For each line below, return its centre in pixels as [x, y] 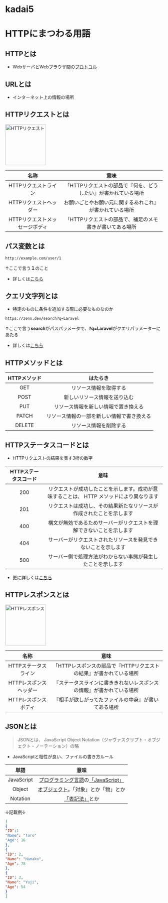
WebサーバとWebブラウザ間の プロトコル [55, 67]
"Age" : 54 [15, 887]
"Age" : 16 [15, 840]
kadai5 [19, 9]
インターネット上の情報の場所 [43, 97]
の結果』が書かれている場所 [106, 673]
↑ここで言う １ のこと [27, 268]
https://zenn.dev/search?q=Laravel [42, 319]
